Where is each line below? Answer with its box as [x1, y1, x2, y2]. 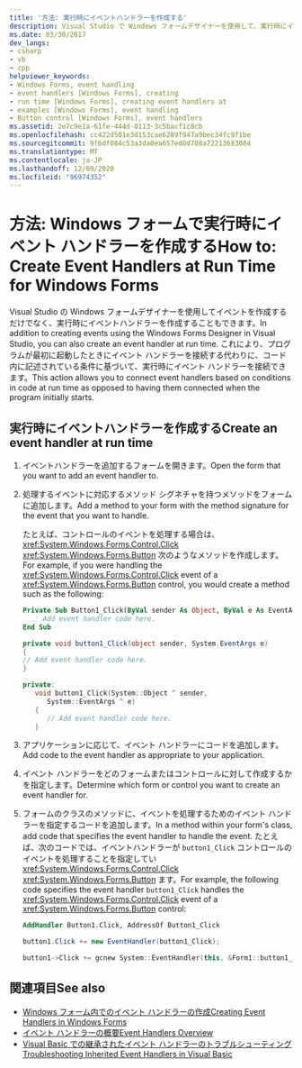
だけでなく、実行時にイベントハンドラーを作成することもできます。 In [9, 317, 268, 329]
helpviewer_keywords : [9, 72, 91, 81]
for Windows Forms [9, 276, 160, 296]
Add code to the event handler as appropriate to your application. [22, 750, 265, 761]
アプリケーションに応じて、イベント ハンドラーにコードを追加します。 [22, 740, 284, 751]
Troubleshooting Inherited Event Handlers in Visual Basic [22, 1048, 234, 1059]
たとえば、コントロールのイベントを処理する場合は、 [22, 529, 220, 539]
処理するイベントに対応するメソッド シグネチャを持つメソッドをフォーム [22, 488, 293, 499]
